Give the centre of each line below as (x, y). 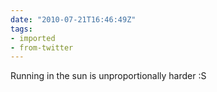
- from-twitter (42, 47)
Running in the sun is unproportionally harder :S (108, 76)
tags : (21, 29)
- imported (33, 38)
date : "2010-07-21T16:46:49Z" (73, 19)
